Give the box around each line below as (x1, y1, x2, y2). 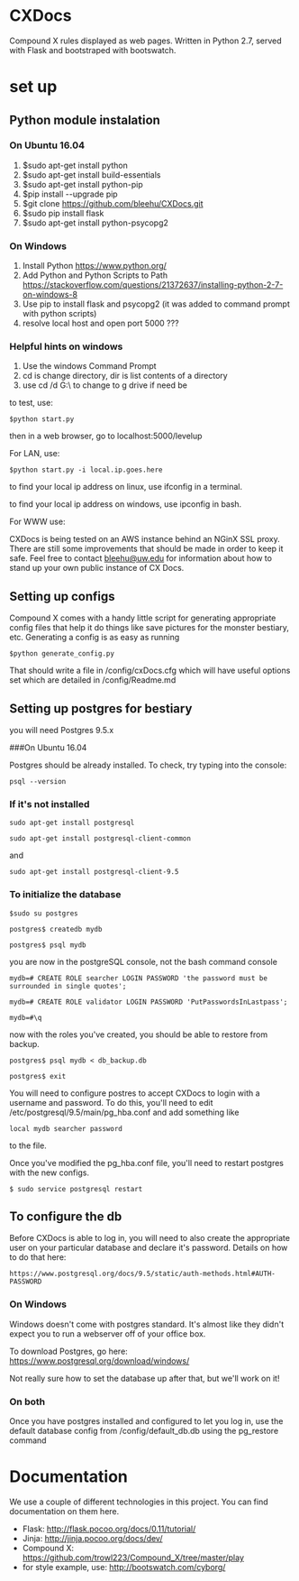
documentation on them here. (9, 1505, 120, 1516)
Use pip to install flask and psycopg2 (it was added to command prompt (22, 299, 290, 309)
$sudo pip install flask (22, 207, 104, 218)
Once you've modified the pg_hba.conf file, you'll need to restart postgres (9, 1157, 284, 1168)
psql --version (9, 777, 67, 786)
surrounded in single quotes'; (9, 981, 127, 990)
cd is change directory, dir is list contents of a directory (22, 371, 228, 381)
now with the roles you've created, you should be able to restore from (9, 1029, 268, 1040)
